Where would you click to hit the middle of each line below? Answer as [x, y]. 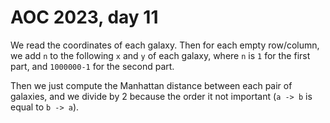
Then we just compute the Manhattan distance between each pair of [151, 85]
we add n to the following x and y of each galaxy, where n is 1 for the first [160, 55]
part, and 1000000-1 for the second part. [92, 66]
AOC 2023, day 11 [84, 17]
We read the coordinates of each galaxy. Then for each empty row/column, [165, 45]
